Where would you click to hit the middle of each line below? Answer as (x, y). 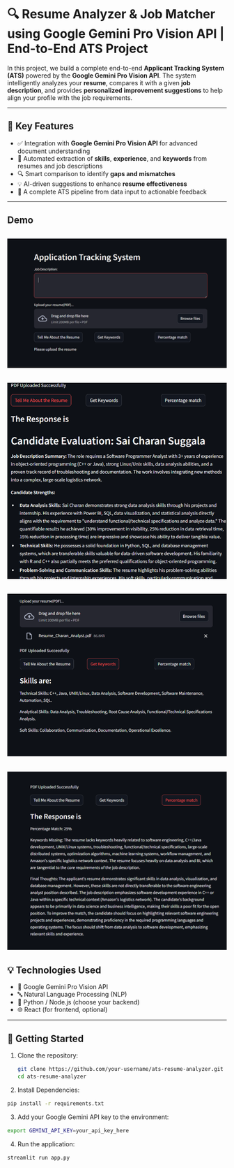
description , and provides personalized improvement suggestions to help (115, 90)
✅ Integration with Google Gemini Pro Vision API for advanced (108, 143)
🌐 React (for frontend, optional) (62, 1010)
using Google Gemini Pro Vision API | (116, 34)
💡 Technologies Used (54, 971)
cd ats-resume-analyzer (52, 1077)
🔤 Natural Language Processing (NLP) (72, 995)
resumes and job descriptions (60, 166)
